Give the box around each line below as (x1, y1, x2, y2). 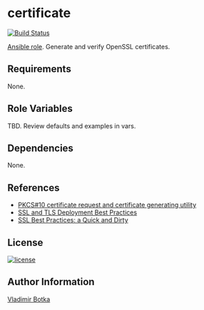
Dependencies (7, 142, 73, 154)
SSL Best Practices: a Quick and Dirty (17, 216, 128, 224)
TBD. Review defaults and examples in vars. (7, 121, 136, 130)
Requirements (7, 63, 71, 76)
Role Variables (7, 103, 73, 115)
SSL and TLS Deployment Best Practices (17, 208, 138, 217)
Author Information (7, 276, 95, 288)
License (7, 237, 44, 249)
